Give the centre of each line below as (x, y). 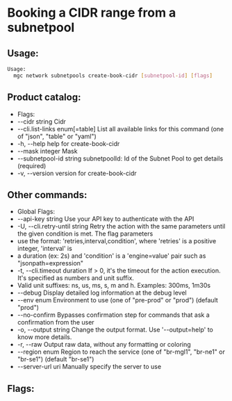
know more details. (44, 337)
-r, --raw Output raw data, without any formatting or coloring (104, 345)
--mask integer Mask (47, 151)
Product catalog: (44, 98)
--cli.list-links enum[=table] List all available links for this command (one (121, 129)
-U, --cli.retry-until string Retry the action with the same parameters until (121, 227)
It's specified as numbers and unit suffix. (75, 278)
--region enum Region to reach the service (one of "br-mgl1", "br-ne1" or (121, 352)
